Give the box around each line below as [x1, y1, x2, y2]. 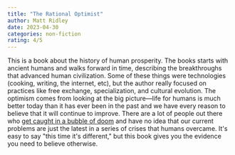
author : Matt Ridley [7, 17, 69, 24]
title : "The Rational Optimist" [7, 10, 103, 18]
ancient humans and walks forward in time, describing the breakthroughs [7, 64, 222, 73]
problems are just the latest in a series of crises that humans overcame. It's [7, 124, 228, 133]
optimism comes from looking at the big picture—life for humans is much [7, 94, 221, 103]
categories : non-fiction [7, 30, 81, 38]
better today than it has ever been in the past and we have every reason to [7, 102, 226, 110]
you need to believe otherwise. [7, 139, 98, 148]
